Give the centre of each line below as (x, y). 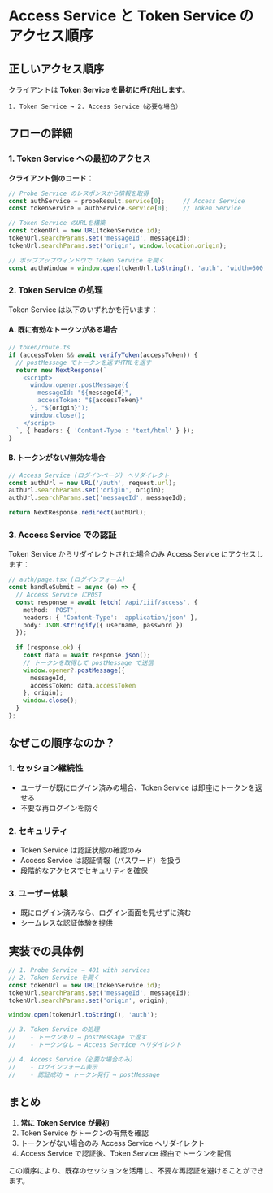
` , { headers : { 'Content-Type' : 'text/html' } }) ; (105, 431)
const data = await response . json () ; (87, 655)
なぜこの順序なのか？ (62, 743)
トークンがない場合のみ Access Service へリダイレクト (113, 1143)
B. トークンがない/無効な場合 (57, 458)
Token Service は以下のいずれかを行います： (83, 310)
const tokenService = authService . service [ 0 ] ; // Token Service (125, 208)
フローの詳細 (41, 134)
